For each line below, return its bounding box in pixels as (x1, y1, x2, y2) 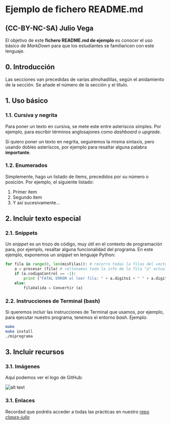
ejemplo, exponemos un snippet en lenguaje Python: (5, 252, 116, 258)
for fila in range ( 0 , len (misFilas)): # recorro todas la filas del (5, 262, 154, 267)
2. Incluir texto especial (5, 215, 81, 223)
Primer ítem (12, 189, 37, 195)
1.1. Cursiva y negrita (5, 112, 58, 119)
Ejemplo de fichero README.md (5, 4, 144, 15)
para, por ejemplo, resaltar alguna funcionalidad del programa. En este (5, 247, 154, 253)
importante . (5, 149, 31, 156)
